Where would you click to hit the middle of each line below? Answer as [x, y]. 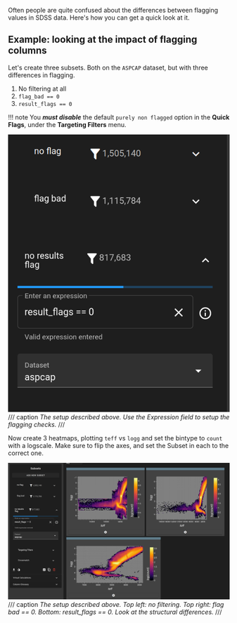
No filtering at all [42, 88]
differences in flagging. [41, 75]
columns [27, 51]
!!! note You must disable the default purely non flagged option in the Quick [119, 117]
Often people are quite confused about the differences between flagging [113, 10]
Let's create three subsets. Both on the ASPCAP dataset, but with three [108, 67]
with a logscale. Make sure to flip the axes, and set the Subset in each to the [118, 445]
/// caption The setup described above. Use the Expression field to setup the [119, 417]
